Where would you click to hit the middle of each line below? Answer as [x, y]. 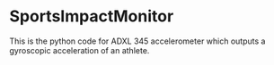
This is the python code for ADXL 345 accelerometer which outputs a [137, 41]
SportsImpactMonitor [92, 16]
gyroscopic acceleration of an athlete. [80, 50]
